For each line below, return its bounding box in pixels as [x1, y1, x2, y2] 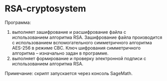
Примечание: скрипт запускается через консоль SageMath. [4, 70, 133, 76]
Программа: [4, 19, 31, 25]
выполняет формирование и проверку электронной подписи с [11, 55, 146, 61]
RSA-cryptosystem [4, 3, 86, 14]
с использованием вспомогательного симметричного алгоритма [11, 39, 152, 45]
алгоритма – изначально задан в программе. [11, 50, 108, 56]
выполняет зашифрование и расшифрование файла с [11, 29, 126, 35]
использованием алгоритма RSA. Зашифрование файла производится [11, 34, 162, 40]
